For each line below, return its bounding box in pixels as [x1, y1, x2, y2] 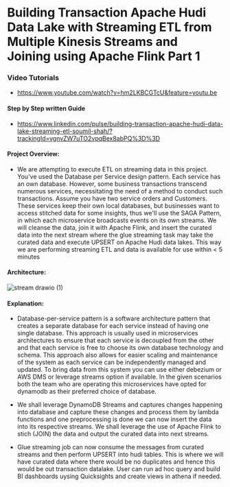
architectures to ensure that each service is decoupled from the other [16, 336, 214, 344]
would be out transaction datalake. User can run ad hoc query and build [16, 465, 221, 473]
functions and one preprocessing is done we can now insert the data [16, 415, 212, 423]
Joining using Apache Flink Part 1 [7, 49, 200, 64]
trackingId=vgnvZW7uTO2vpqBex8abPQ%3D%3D [16, 134, 160, 142]
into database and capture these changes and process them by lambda [16, 408, 219, 416]
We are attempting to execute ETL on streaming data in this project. [16, 165, 208, 173]
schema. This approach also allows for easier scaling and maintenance [16, 351, 218, 359]
